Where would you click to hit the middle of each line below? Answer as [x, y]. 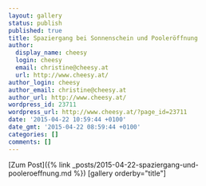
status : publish [35, 23]
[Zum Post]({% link [40, 164]
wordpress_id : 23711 [43, 105]
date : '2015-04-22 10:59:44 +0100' [67, 120]
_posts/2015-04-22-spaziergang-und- [136, 164]
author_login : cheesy [44, 82]
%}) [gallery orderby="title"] [119, 173]
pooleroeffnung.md [40, 173]
